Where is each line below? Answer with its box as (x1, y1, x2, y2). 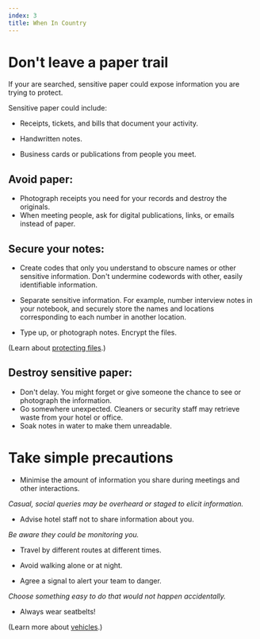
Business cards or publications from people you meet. (19, 149, 197, 159)
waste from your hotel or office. (19, 412, 124, 422)
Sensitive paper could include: (8, 103, 108, 113)
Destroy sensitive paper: (8, 366, 133, 380)
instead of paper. (19, 219, 76, 229)
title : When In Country (8, 19, 87, 27)
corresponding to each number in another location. (19, 312, 186, 322)
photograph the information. (19, 395, 113, 405)
